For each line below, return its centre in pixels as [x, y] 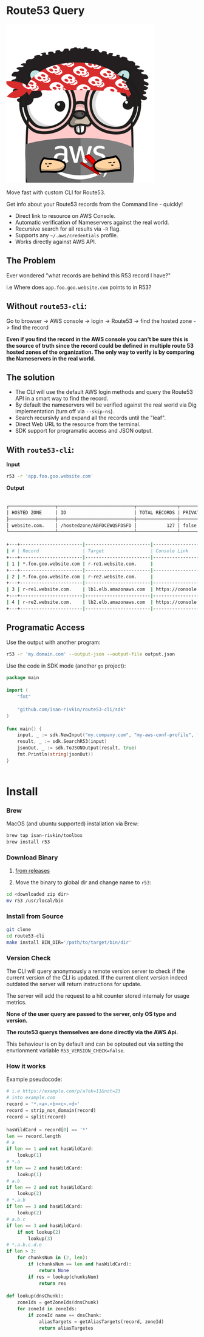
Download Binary [32, 858]
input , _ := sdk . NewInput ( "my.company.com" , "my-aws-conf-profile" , [106, 735]
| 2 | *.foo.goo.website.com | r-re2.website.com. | [80, 577]
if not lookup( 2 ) [39, 1232]
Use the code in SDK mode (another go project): [66, 666]
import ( [17, 690]
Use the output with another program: [53, 642]
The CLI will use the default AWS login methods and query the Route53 [104, 392]
